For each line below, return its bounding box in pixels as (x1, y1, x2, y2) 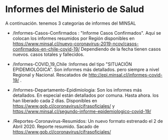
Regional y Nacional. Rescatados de (12, 72, 87, 78)
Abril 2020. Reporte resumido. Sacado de (12, 123, 99, 129)
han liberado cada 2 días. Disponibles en (12, 97, 97, 104)
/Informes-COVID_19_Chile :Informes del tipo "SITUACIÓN (12, 61, 132, 67)
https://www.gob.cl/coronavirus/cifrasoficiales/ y (12, 103, 115, 109)
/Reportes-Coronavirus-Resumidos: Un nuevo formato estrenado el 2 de (12, 118, 163, 124)
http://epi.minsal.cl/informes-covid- (88, 72, 163, 78)
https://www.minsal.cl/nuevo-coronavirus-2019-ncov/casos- (12, 40, 139, 46)
